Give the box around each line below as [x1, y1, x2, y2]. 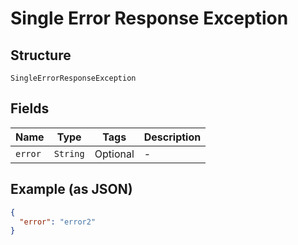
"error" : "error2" [19, 217, 97, 227]
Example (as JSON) [10, 181, 133, 198]
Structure [10, 47, 72, 64]
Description [143, 130, 202, 144]
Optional [94, 147, 135, 161]
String [53, 148, 85, 159]
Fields [10, 100, 50, 117]
